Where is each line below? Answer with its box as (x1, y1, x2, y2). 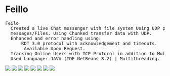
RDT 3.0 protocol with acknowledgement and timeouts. (21, 41, 158, 46)
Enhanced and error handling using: (10, 35, 102, 41)
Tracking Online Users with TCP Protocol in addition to (10, 51, 155, 56)
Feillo (5, 4, 29, 15)
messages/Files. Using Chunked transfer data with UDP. (10, 30, 152, 36)
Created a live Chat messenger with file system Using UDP (10, 25, 160, 31)
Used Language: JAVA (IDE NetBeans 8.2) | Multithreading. (10, 56, 160, 61)
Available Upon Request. (24, 46, 86, 51)
